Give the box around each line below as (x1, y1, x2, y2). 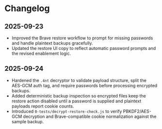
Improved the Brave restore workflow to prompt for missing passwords (11, 35, 153, 41)
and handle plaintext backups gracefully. (11, 40, 93, 46)
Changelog (4, 3, 50, 14)
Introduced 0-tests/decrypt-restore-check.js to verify (11, 108, 122, 114)
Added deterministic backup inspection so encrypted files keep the (11, 93, 146, 98)
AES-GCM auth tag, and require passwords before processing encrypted (11, 82, 158, 88)
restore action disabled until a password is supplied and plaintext (11, 98, 142, 104)
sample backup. (11, 118, 44, 124)
